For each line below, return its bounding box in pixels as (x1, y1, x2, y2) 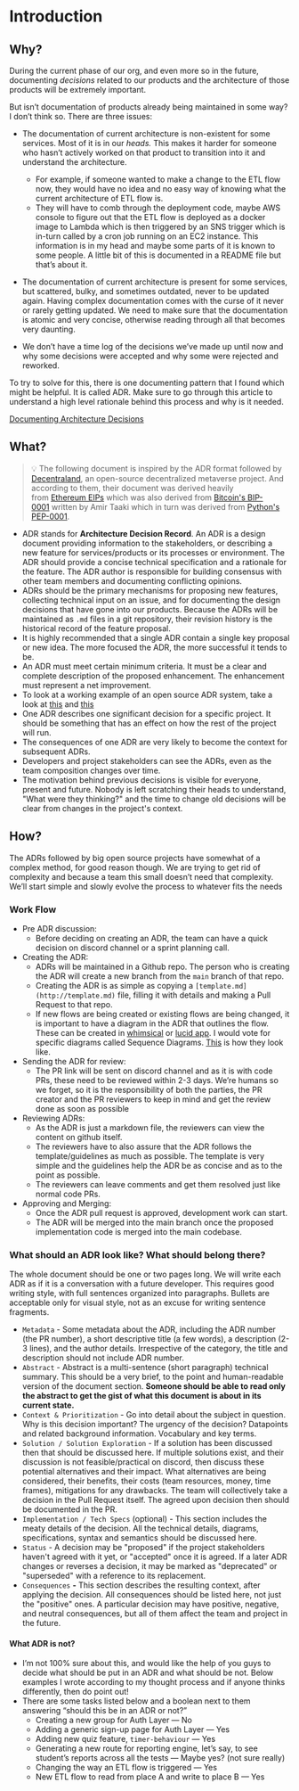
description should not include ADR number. (21, 1352, 184, 1363)
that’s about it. (35, 259, 88, 269)
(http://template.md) (35, 991, 116, 1000)
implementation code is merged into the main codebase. (35, 1226, 243, 1236)
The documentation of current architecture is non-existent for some (21, 128, 271, 139)
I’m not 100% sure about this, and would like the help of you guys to (21, 1658, 271, 1669)
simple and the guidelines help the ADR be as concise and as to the (35, 1160, 283, 1171)
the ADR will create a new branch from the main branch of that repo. (35, 970, 285, 982)
